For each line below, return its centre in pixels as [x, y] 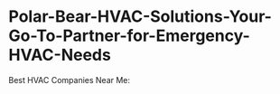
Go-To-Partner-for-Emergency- [129, 36]
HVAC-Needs [60, 55]
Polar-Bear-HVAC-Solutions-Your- [140, 17]
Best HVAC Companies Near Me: [70, 80]
